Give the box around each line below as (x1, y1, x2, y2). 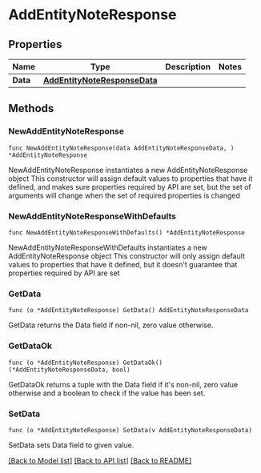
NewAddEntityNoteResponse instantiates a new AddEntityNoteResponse (8, 165, 248, 174)
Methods (8, 102, 54, 115)
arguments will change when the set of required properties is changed (8, 190, 240, 200)
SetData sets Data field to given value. (8, 440, 135, 450)
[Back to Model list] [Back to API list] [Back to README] (8, 455, 192, 465)
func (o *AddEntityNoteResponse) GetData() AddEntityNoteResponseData (8, 307, 249, 315)
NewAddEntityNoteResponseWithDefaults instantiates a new (8, 243, 208, 252)
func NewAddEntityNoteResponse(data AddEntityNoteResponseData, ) (8, 144, 235, 152)
